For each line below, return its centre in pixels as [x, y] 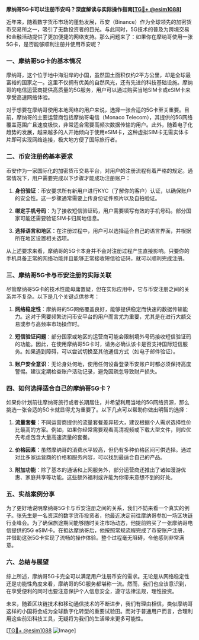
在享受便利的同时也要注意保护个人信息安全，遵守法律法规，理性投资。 [92, 591]
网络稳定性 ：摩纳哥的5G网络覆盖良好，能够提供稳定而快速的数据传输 [99, 309]
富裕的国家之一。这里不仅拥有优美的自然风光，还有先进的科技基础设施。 [94, 83]
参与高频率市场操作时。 [54, 324]
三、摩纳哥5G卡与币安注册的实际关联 [59, 275]
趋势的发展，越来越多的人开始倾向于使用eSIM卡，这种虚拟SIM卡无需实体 [95, 132]
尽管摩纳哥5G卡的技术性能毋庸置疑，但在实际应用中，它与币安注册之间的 [95, 289]
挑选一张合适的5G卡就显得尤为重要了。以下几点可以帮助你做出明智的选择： [98, 410]
